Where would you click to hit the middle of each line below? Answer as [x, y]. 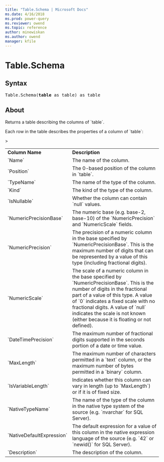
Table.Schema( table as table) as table [53, 95]
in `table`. [83, 174]
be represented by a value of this [110, 257]
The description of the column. [107, 452]
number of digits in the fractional [110, 289]
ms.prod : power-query [27, 19]
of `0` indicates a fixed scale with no [113, 301]
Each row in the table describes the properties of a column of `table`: [74, 131]
